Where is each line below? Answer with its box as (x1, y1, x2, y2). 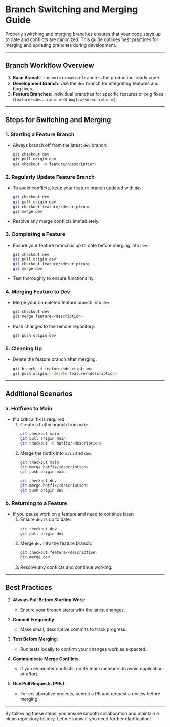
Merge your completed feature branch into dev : (12, 299, 111, 305)
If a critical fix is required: (12, 416, 66, 422)
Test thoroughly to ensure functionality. (12, 275, 95, 281)
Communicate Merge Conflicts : (12, 656, 80, 662)
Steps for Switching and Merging (5, 115, 111, 125)
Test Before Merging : (12, 636, 58, 642)
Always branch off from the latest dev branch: (12, 142, 108, 148)
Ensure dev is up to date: (20, 516, 71, 522)
